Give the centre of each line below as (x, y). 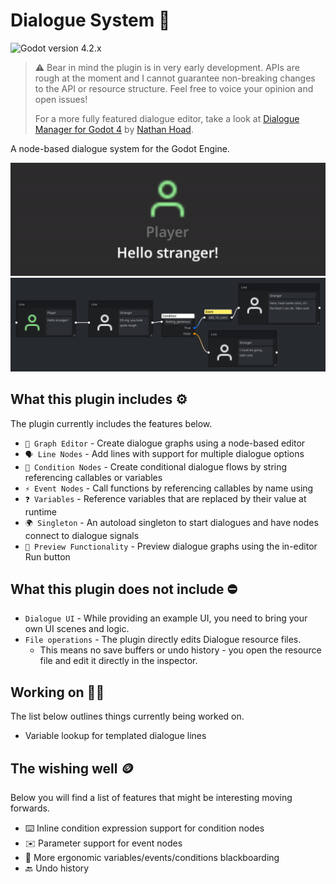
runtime (41, 511)
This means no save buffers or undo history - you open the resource (180, 650)
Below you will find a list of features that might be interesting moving (151, 797)
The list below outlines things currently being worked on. (127, 716)
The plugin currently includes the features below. (111, 423)
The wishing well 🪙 (72, 768)
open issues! (61, 99)
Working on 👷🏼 (57, 692)
